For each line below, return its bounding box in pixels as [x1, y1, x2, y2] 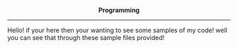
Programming [98, 6, 140, 14]
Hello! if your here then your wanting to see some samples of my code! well [7, 26, 228, 34]
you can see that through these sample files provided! [7, 34, 165, 41]
